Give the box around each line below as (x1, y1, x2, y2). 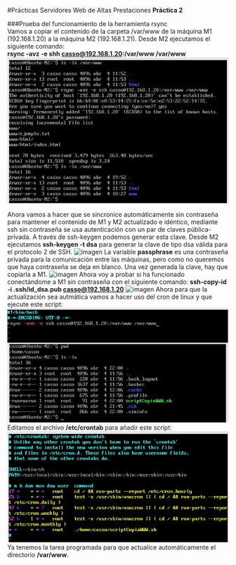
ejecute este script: (7, 300, 63, 309)
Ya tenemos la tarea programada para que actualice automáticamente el (7, 542, 216, 552)
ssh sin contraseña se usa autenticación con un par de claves (7, 225, 186, 234)
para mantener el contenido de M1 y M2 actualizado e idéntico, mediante (7, 218, 218, 226)
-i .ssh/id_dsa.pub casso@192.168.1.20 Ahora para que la (7, 285, 208, 294)
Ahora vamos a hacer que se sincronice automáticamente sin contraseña (7, 211, 219, 219)
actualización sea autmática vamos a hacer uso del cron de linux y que (7, 292, 213, 302)
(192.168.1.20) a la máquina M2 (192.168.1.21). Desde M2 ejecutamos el (7, 35, 211, 43)
